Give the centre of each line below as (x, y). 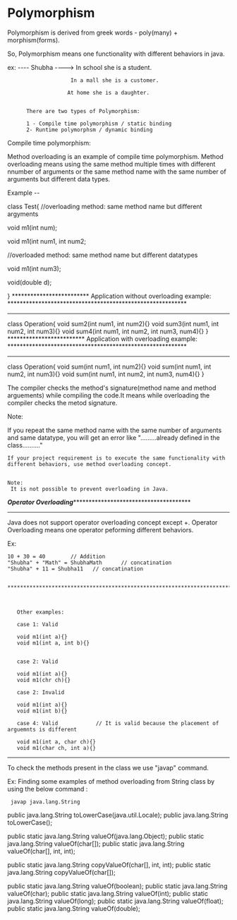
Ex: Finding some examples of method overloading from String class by (111, 781)
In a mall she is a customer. (115, 80)
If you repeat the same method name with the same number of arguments (115, 430)
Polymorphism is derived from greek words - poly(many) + (93, 32)
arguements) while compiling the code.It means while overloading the (109, 395)
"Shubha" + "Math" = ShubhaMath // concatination (90, 563)
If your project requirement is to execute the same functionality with (116, 458)
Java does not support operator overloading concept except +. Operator (113, 522)
